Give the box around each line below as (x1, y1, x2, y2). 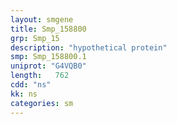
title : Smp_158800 (10, 24, 87, 34)
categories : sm (10, 98, 74, 108)
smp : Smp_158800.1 (10, 52, 87, 62)
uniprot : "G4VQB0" (10, 61, 87, 71)
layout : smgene (10, 14, 74, 25)
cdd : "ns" (10, 80, 52, 90)
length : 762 (10, 71, 70, 81)
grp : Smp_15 (10, 33, 60, 43)
